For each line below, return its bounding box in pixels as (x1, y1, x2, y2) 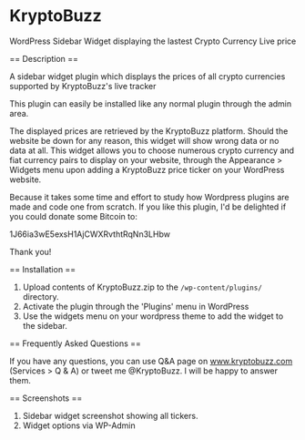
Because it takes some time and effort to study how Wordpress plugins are (9, 191, 290, 202)
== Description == (9, 53, 79, 64)
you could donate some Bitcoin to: (9, 210, 138, 221)
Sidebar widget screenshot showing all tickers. (22, 410, 198, 421)
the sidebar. (22, 320, 68, 331)
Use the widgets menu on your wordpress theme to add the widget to (22, 311, 284, 322)
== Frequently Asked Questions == (9, 338, 141, 349)
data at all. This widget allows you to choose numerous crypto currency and (9, 145, 294, 156)
